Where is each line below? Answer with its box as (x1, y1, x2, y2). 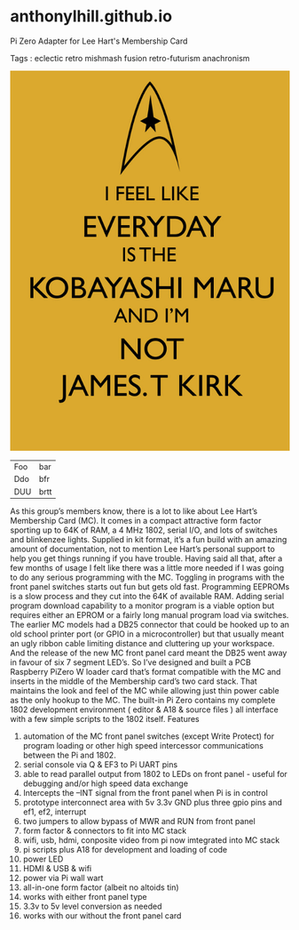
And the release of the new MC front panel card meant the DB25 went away (10, 647, 287, 659)
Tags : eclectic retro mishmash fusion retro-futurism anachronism (10, 52, 250, 63)
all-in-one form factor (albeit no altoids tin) (22, 882, 180, 893)
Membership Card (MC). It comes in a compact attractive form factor (10, 516, 262, 526)
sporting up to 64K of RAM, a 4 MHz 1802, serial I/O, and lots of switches (10, 525, 278, 535)
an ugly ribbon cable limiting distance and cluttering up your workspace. (10, 638, 275, 649)
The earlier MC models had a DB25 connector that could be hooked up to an (10, 620, 290, 630)
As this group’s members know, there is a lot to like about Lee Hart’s (10, 506, 258, 517)
